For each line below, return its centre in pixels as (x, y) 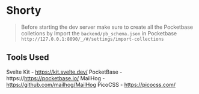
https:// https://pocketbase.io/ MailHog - (56, 78)
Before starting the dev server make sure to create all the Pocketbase (107, 27)
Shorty (24, 10)
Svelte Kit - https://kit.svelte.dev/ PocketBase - (64, 72)
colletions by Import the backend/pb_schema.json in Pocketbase (99, 33)
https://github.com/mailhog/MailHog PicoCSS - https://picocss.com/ (91, 84)
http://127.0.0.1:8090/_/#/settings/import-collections (92, 39)
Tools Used (28, 57)
